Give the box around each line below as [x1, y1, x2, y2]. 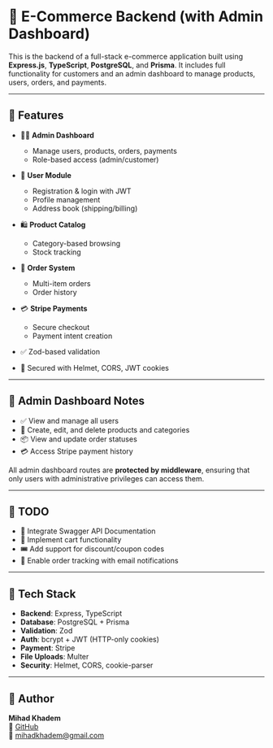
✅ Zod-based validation [19, 346, 100, 356]
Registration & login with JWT [32, 186, 132, 196]
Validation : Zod [19, 626, 73, 636]
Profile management [32, 194, 101, 204]
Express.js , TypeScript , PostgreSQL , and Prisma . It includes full [8, 60, 226, 70]
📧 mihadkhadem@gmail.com [8, 731, 105, 740]
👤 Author [8, 691, 54, 706]
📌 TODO [8, 504, 50, 519]
